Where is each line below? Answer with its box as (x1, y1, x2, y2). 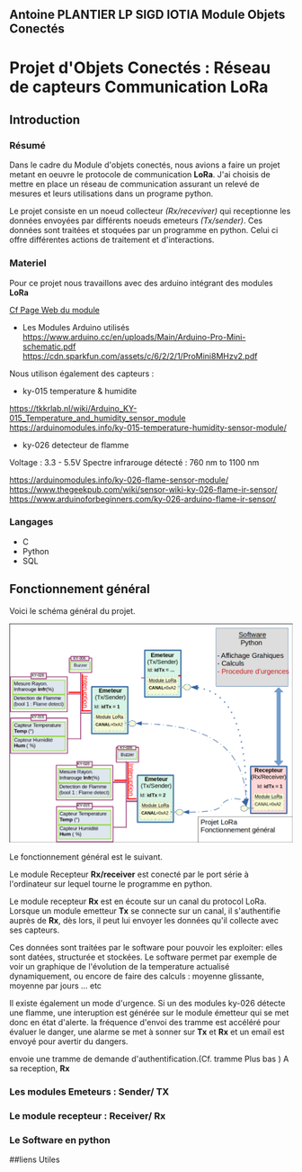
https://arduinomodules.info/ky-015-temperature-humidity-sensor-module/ (9, 422, 288, 433)
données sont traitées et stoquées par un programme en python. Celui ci (9, 225, 279, 236)
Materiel (9, 257, 47, 269)
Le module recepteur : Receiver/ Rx (9, 1109, 166, 1122)
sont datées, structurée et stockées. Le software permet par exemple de (9, 951, 277, 962)
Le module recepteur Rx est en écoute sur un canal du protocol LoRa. (9, 896, 267, 906)
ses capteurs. (9, 924, 60, 935)
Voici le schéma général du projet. (9, 605, 137, 616)
